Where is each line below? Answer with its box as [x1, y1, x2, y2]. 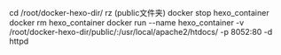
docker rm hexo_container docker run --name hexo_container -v [9, 17, 245, 28]
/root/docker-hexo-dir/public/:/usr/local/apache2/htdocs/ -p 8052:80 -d [9, 27, 273, 37]
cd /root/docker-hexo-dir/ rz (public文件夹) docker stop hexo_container [9, 8, 269, 17]
